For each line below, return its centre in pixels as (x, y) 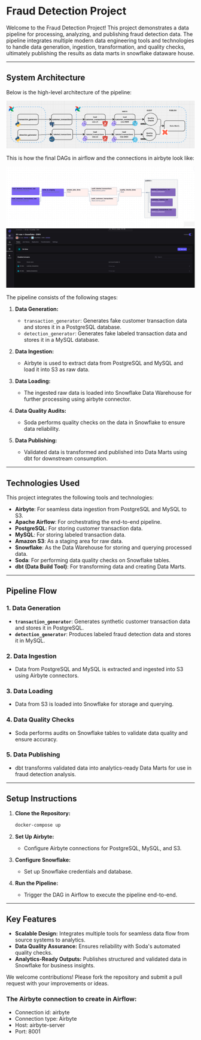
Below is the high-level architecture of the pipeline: (69, 92)
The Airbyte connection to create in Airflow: (71, 999)
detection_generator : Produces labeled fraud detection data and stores (103, 634)
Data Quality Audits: (41, 411)
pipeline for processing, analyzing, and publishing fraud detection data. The (100, 34)
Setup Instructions (42, 799)
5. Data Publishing (33, 755)
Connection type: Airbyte (46, 1018)
